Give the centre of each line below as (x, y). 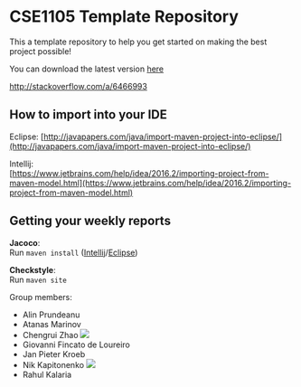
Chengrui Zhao (50, 335)
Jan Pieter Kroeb (54, 354)
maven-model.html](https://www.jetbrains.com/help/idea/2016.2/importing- (150, 183)
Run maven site (38, 279)
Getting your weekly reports (90, 221)
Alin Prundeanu (51, 315)
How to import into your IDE (88, 115)
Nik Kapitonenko (53, 364)
